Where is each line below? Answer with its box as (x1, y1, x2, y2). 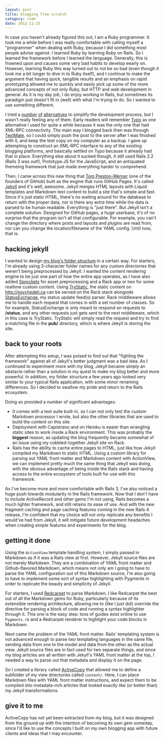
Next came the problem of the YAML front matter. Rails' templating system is (5, 631, 160, 637)
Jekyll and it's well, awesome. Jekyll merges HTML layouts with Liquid (5, 184, 147, 189)
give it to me (5, 702, 44, 710)
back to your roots (5, 340, 62, 348)
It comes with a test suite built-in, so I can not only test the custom (12, 408, 147, 414)
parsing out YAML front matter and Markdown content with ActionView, (12, 455, 156, 461)
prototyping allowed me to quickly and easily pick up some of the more (5, 81, 148, 87)
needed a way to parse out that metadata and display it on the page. (5, 657, 143, 663)
